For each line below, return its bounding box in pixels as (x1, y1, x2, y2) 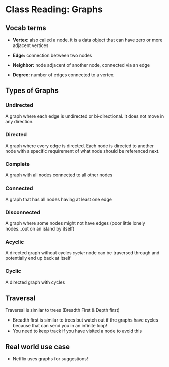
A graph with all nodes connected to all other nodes (5, 172, 113, 178)
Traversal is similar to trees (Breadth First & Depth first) (5, 307, 120, 313)
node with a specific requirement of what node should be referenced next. (5, 148, 160, 154)
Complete (5, 160, 30, 167)
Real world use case (5, 342, 70, 351)
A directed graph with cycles (5, 279, 65, 285)
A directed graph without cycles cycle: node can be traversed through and (5, 250, 160, 256)
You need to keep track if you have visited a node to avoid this (12, 328, 142, 334)
